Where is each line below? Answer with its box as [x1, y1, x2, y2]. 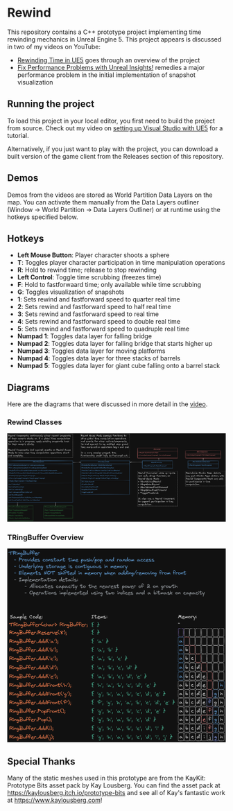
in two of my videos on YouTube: [7, 42, 101, 51]
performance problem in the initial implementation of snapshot [17, 71, 196, 79]
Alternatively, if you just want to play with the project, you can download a [7, 144, 218, 153]
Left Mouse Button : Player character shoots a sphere [17, 251, 170, 259]
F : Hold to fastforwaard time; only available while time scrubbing [17, 281, 201, 289]
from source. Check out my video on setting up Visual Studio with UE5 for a [7, 123, 223, 132]
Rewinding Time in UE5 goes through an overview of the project [17, 55, 200, 64]
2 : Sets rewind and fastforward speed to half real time [17, 303, 171, 311]
